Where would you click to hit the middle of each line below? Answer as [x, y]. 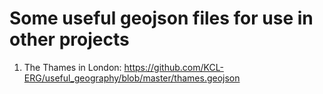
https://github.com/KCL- [173, 67]
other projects [69, 39]
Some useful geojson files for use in [161, 18]
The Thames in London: [72, 67]
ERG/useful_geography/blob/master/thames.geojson [132, 78]
